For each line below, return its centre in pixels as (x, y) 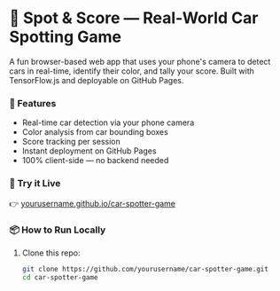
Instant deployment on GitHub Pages (89, 151)
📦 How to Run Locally (58, 230)
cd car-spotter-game (60, 277)
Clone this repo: (51, 253)
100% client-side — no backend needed (95, 161)
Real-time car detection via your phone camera (108, 122)
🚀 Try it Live (35, 184)
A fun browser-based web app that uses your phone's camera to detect (140, 61)
